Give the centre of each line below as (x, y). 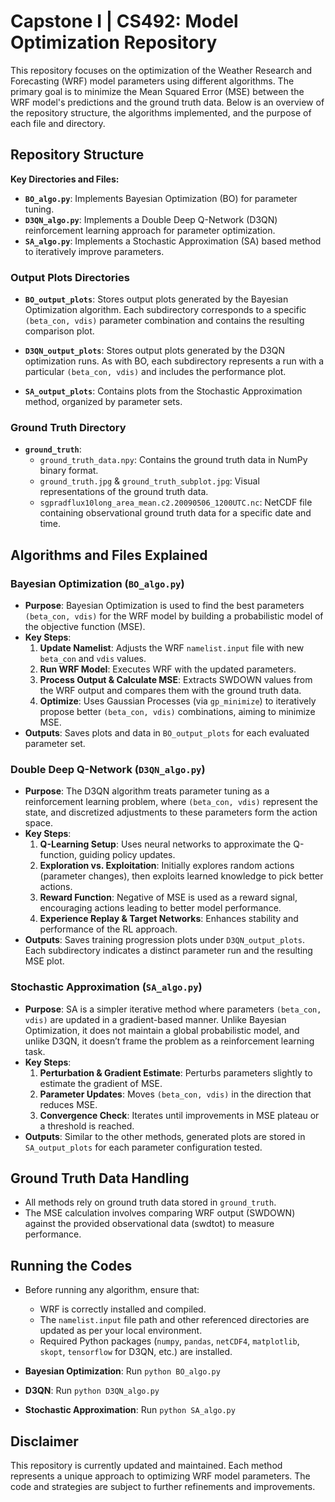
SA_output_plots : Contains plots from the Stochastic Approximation (163, 391)
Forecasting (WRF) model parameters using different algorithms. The (152, 81)
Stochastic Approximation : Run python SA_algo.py (130, 1410)
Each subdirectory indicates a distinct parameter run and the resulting (168, 951)
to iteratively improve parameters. (94, 251)
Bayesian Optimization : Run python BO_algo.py (122, 1371)
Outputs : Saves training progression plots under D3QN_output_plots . (165, 940)
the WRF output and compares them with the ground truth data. (170, 691)
